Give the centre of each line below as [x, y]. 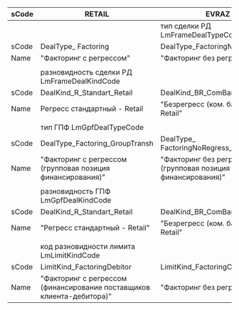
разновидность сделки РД [86, 72]
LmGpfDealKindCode [76, 200]
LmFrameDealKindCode [80, 81]
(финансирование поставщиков [95, 287]
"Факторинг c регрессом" [85, 58]
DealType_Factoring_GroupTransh [97, 143]
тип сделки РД [186, 26]
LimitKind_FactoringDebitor [86, 267]
